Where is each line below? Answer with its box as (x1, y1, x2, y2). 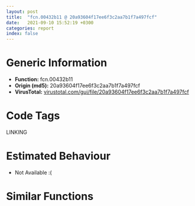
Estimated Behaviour (6, 149, 111, 163)
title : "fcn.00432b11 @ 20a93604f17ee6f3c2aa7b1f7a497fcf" (6, 14, 158, 20)
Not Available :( (14, 169, 52, 176)
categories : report (6, 25, 54, 31)
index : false (6, 31, 38, 37)
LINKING (6, 128, 28, 136)
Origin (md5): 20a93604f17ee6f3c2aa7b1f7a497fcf (14, 82, 141, 89)
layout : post (6, 8, 38, 15)
